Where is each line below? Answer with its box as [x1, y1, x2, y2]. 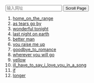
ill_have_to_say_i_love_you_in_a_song [12, 62, 87, 68]
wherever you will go [12, 52, 55, 58]
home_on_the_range [12, 16, 54, 21]
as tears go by [12, 21, 42, 26]
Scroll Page [65, 6, 87, 11]
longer [12, 73, 26, 78]
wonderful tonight [12, 26, 49, 31]
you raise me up [12, 41, 45, 47]
